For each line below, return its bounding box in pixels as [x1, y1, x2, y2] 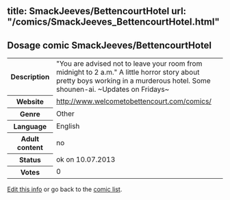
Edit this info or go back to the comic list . [7, 185, 123, 193]
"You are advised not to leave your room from [55, 59, 203, 68]
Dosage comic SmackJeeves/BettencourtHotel [7, 39, 212, 51]
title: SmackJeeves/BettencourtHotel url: [7, 5, 187, 17]
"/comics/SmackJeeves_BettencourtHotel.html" [7, 16, 220, 28]
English [55, 121, 80, 131]
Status [19, 155, 41, 164]
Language [13, 121, 47, 131]
